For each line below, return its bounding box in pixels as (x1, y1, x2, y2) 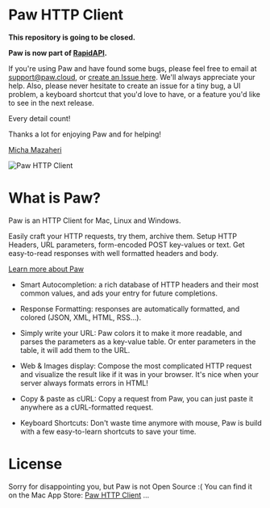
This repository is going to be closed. (8, 32, 135, 42)
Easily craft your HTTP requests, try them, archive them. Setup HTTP (8, 231, 238, 241)
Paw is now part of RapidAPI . (8, 48, 107, 57)
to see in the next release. (8, 98, 94, 107)
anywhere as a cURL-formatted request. (19, 402, 154, 412)
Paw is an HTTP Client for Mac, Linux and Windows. (8, 216, 181, 225)
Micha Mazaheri (8, 145, 62, 154)
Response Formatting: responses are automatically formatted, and (19, 304, 240, 313)
